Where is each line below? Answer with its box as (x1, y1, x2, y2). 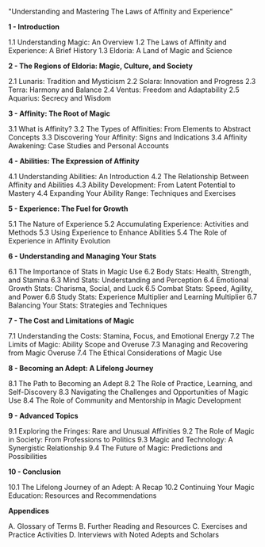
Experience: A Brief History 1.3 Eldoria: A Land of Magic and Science (8, 46, 232, 55)
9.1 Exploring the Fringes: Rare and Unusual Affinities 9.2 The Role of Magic (8, 427, 255, 435)
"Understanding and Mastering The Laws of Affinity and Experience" (8, 7, 233, 16)
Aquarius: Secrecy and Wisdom (8, 94, 112, 102)
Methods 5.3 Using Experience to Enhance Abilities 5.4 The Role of (8, 228, 228, 237)
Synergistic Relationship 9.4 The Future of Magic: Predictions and (8, 443, 223, 453)
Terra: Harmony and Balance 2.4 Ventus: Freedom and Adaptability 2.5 (8, 85, 240, 94)
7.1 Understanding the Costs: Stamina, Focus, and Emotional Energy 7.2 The (8, 331, 255, 340)
